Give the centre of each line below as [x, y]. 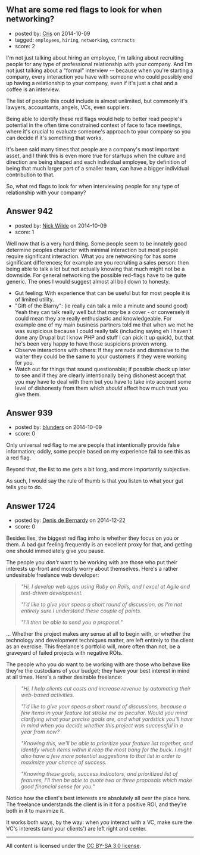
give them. [28, 394]
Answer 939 [29, 413]
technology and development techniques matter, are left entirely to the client [100, 641]
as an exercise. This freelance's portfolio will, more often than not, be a [93, 646]
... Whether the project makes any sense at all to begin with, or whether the [98, 634]
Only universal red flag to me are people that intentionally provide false [93, 445]
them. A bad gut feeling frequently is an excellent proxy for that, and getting [99, 545]
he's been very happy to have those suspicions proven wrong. [91, 343]
